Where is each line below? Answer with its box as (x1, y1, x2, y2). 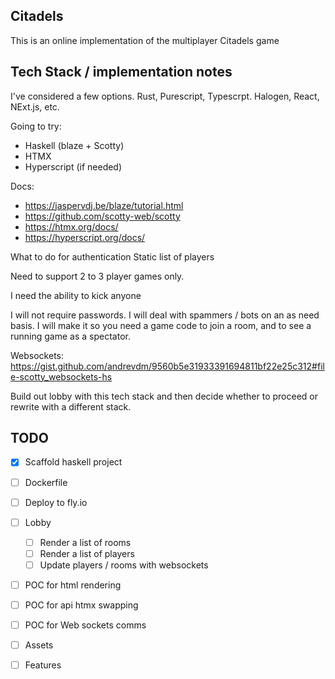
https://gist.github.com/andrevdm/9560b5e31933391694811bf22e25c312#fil (10, 360, 325, 372)
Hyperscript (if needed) (24, 160, 123, 173)
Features (24, 659, 62, 671)
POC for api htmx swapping (24, 599, 139, 611)
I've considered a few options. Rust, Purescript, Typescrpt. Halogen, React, (10, 90, 320, 102)
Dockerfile (24, 476, 68, 488)
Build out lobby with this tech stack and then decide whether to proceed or (10, 390, 319, 402)
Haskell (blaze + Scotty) (24, 139, 125, 151)
